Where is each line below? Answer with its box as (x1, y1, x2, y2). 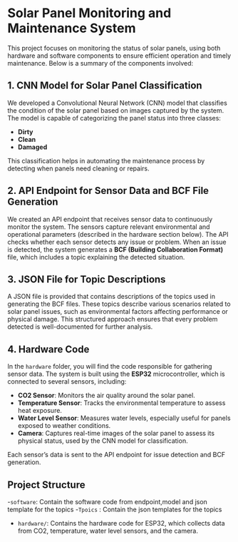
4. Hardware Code (7, 343, 90, 355)
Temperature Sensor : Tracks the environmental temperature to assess (17, 399, 226, 407)
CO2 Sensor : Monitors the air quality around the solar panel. (17, 391, 196, 400)
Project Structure (7, 479, 86, 491)
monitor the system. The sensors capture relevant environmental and (7, 223, 210, 231)
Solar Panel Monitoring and (7, 5, 172, 21)
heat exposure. (17, 406, 63, 415)
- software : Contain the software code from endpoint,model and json (7, 498, 208, 506)
